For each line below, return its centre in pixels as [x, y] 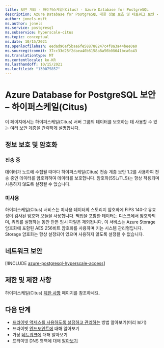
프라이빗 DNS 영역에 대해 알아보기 [45, 341]
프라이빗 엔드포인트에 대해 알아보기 [46, 329]
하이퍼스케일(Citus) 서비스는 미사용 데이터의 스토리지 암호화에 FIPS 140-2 [76, 209]
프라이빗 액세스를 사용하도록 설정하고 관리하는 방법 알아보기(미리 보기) [79, 322]
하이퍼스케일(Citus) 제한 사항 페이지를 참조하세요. [53, 292]
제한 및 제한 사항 [28, 280]
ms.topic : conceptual [27, 37]
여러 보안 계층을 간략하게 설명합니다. [45, 128]
